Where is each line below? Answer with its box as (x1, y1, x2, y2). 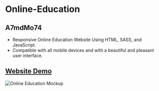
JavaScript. (12, 42, 36, 48)
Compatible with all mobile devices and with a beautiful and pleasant (12, 47, 154, 53)
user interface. (12, 52, 43, 58)
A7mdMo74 (5, 23, 42, 32)
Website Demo (5, 67, 52, 75)
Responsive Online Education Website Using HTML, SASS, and (12, 36, 142, 42)
